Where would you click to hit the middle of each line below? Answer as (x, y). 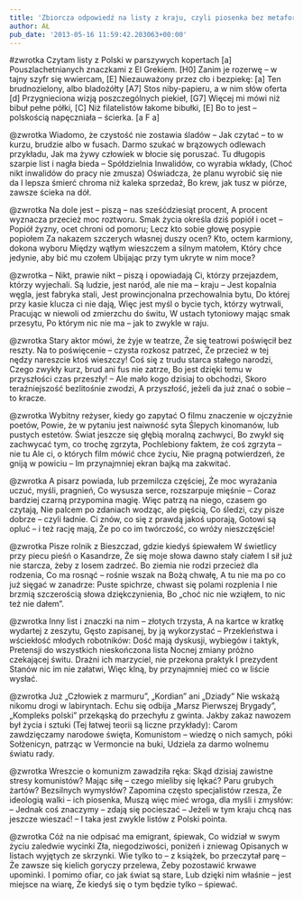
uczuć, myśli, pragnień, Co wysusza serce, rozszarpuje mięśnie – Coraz (143, 491)
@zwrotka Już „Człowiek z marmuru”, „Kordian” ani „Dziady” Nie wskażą (145, 696)
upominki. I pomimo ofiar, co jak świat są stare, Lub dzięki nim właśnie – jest (151, 875)
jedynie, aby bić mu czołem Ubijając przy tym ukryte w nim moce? (133, 258)
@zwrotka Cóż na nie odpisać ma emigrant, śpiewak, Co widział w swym (145, 837)
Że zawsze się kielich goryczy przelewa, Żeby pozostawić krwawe (133, 866)
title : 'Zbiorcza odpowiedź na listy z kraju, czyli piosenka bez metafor (153, 18)
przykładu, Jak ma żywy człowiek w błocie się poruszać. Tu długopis (138, 154)
